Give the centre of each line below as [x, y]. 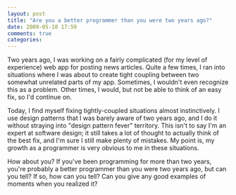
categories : [25, 40]
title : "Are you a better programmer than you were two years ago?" [110, 20]
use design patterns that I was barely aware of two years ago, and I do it [112, 118]
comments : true [30, 33]
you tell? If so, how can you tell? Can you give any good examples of [107, 177]
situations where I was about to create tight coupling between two [103, 75]
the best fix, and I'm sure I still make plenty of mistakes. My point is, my [111, 140]
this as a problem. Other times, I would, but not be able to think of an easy [114, 90]
